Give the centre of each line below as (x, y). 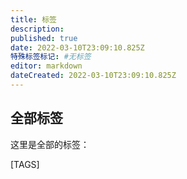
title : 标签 (33, 19)
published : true (44, 38)
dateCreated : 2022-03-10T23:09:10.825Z (93, 76)
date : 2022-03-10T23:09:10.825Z (77, 47)
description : (37, 29)
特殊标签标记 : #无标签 (51, 57)
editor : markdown (46, 66)
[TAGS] (25, 164)
